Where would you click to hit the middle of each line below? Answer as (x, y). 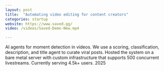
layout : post (19, 10)
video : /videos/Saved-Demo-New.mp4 (42, 28)
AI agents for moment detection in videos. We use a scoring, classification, (82, 47)
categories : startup (27, 19)
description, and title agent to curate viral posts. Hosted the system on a (79, 52)
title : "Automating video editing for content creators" (67, 14)
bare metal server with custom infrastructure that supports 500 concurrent (82, 57)
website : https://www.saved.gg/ (39, 24)
